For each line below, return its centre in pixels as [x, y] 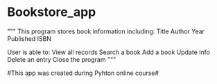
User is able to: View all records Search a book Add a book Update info [108, 52]
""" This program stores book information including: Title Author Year [106, 31]
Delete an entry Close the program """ [62, 59]
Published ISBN [29, 38]
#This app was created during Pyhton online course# [83, 73]
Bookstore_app [52, 12]
